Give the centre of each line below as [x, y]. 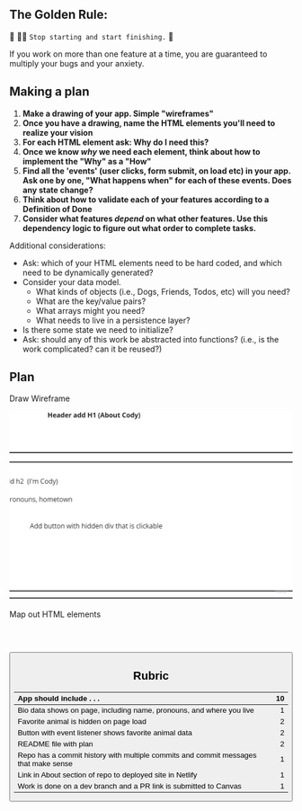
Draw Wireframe [40, 398]
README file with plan [55, 744]
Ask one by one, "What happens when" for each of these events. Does [157, 180]
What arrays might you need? [90, 310]
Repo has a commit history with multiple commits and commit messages [137, 755]
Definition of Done [57, 209]
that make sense [45, 763]
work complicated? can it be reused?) [92, 349]
